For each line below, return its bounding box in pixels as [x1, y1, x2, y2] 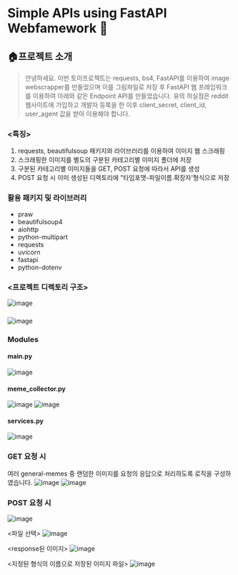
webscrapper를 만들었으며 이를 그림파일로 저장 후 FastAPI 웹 [24, 83, 197, 91]
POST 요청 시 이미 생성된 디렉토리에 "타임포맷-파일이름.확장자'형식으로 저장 [17, 174, 230, 182]
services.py [7, 416, 44, 425]
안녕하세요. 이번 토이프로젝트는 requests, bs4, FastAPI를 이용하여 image [24, 74, 230, 82]
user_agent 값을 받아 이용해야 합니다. [24, 109, 131, 118]
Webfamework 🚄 [7, 20, 109, 36]
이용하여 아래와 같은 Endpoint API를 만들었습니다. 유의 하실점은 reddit [32, 91, 229, 100]
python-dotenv [17, 263, 62, 271]
